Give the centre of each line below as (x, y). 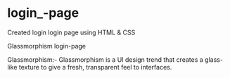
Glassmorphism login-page (47, 46)
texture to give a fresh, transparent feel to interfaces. (95, 67)
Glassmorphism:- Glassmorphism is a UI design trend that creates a (106, 59)
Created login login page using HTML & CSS (71, 32)
